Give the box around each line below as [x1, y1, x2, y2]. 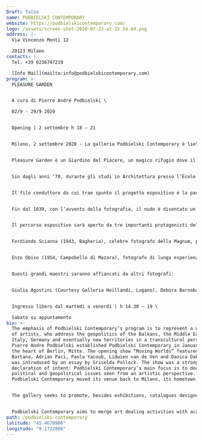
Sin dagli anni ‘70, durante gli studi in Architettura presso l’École [11, 173, 196, 179]
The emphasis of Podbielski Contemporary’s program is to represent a [11, 325, 193, 332]
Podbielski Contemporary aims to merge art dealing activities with [11, 409, 188, 415]
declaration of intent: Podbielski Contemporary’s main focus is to [11, 365, 188, 371]
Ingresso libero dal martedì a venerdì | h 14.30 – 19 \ [11, 303, 158, 310]
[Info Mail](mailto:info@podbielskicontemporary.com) [11, 70, 150, 76]
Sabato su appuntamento [11, 314, 71, 320]
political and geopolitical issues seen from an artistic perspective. [11, 371, 196, 377]
